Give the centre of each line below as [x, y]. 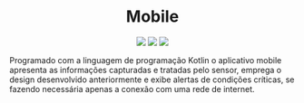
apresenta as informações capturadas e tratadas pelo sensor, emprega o [146, 70]
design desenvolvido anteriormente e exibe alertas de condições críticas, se [152, 80]
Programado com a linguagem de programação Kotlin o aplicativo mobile [146, 60]
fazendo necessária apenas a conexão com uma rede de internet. [132, 89]
